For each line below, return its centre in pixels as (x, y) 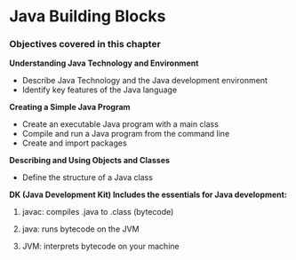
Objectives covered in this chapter (85, 44)
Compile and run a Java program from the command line (126, 134)
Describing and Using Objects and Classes (90, 161)
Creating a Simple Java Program (70, 107)
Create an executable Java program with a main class (120, 124)
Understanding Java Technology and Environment (104, 63)
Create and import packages (74, 143)
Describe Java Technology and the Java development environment (145, 81)
